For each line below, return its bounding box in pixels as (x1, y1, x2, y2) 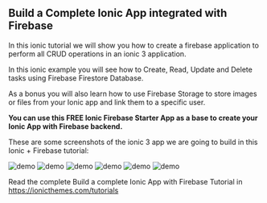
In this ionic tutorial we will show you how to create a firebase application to (8, 40, 260, 50)
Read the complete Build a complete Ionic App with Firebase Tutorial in (8, 176, 243, 186)
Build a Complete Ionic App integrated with (8, 6, 228, 20)
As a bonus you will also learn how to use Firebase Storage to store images (8, 89, 257, 98)
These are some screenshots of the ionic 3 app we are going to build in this (8, 137, 258, 147)
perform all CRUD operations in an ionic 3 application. (8, 48, 187, 59)
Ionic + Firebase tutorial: (8, 145, 89, 155)
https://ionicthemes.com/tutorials (8, 185, 119, 195)
